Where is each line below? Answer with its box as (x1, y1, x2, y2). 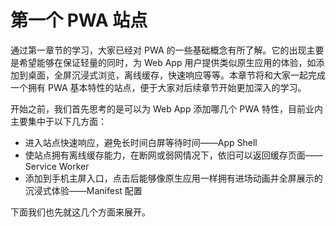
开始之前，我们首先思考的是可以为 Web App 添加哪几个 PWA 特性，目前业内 (10, 102, 323, 115)
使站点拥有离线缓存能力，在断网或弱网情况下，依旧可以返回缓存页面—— (24, 149, 323, 161)
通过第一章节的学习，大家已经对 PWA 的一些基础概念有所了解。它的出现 (10, 44, 307, 56)
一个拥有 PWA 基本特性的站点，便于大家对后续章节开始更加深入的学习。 (10, 81, 307, 93)
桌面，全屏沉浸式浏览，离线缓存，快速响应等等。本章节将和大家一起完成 (27, 69, 326, 81)
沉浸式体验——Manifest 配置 (24, 184, 143, 196)
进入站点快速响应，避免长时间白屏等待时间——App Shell (24, 136, 258, 148)
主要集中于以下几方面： (10, 115, 107, 127)
